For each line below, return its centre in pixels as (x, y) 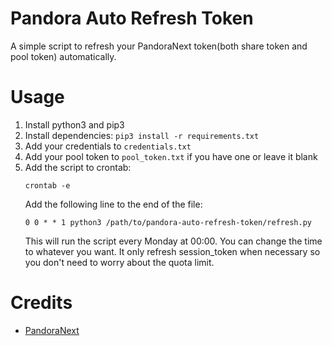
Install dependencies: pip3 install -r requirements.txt (142, 135)
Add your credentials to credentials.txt (108, 146)
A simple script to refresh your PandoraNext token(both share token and (159, 46)
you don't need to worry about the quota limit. (119, 262)
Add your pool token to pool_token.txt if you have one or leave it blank (171, 156)
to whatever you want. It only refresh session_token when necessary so (172, 251)
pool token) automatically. (63, 56)
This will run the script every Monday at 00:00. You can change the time (173, 241)
